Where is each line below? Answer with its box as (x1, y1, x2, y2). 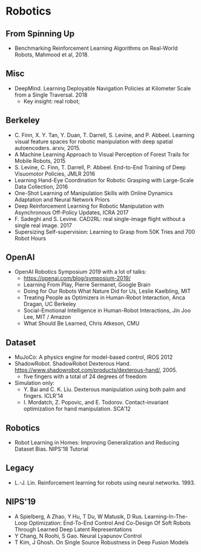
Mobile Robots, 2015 (14, 157, 66, 165)
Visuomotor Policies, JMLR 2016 (14, 170, 95, 177)
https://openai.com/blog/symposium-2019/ (23, 274, 131, 282)
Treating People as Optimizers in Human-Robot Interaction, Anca (23, 294, 185, 301)
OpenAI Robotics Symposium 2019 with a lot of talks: (14, 268, 147, 276)
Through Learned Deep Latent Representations (14, 525, 133, 533)
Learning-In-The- (144, 513, 188, 520)
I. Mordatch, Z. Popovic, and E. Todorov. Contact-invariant (23, 399, 169, 406)
